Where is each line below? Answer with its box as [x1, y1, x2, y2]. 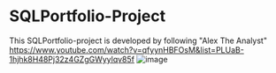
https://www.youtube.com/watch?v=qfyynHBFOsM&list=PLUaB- [9, 44, 245, 55]
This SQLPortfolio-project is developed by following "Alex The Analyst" [9, 35, 268, 46]
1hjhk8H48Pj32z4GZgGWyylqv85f [9, 54, 135, 64]
